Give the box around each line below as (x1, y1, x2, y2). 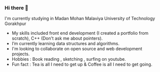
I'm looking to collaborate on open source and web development (11, 46, 142, 52)
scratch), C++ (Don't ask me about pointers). (11, 35, 103, 41)
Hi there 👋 (4, 4, 29, 11)
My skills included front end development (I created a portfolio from (11, 30, 149, 36)
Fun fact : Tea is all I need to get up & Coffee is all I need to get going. (11, 61, 153, 68)
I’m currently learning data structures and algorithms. (11, 41, 120, 47)
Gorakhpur (4, 21, 27, 26)
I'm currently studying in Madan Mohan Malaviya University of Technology (4, 16, 156, 22)
